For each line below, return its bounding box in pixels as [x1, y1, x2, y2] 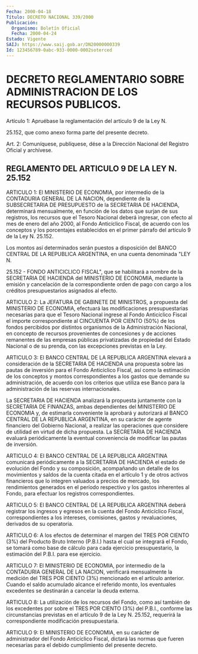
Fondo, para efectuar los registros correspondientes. [6, 490, 135, 497]
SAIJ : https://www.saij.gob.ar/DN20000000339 [6, 42, 120, 48]
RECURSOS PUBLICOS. [6, 98, 121, 111]
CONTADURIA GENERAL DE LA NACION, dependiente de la [6, 195, 151, 202]
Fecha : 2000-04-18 [6, 8, 51, 15]
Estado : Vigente [6, 36, 46, 42]
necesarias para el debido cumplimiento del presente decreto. [6, 641, 158, 648]
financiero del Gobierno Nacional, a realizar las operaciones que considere [6, 422, 188, 429]
